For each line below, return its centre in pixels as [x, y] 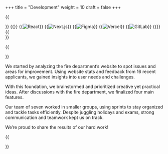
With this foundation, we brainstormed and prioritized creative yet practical [83, 86]
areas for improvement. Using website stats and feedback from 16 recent [80, 71]
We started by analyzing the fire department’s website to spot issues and [80, 66]
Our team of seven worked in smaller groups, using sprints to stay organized [84, 107]
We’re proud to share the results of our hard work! [57, 127]
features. [15, 97]
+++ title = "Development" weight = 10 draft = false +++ [63, 7]
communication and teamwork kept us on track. [54, 117]
